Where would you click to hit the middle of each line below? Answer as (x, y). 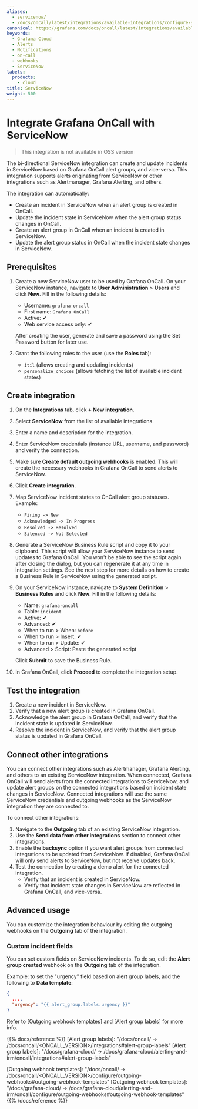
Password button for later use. (52, 342)
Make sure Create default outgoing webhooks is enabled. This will (96, 462)
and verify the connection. (47, 450)
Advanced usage (38, 910)
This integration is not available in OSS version (77, 151)
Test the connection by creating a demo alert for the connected (92, 866)
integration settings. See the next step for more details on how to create (102, 570)
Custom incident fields (40, 946)
